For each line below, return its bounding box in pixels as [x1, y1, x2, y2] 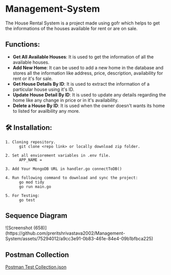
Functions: [5, 40, 40, 49]
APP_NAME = [18, 157, 42, 162]
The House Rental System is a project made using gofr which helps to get [5, 20, 160, 26]
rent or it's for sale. [12, 75, 53, 82]
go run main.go [18, 184, 52, 189]
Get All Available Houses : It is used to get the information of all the [12, 54, 154, 60]
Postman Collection [5, 251, 69, 259]
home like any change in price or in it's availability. [12, 97, 119, 103]
